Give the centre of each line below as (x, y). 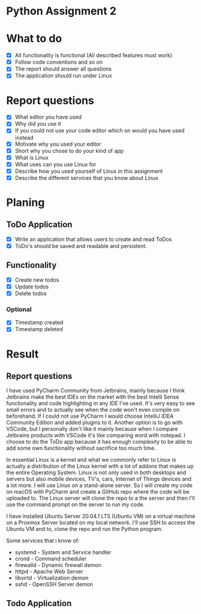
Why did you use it (38, 124)
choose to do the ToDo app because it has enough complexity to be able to (99, 442)
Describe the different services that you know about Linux (87, 178)
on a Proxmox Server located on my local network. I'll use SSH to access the (101, 523)
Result (22, 354)
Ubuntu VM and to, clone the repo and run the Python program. (85, 529)
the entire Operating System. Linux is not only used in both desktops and (96, 473)
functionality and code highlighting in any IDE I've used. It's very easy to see (100, 403)
